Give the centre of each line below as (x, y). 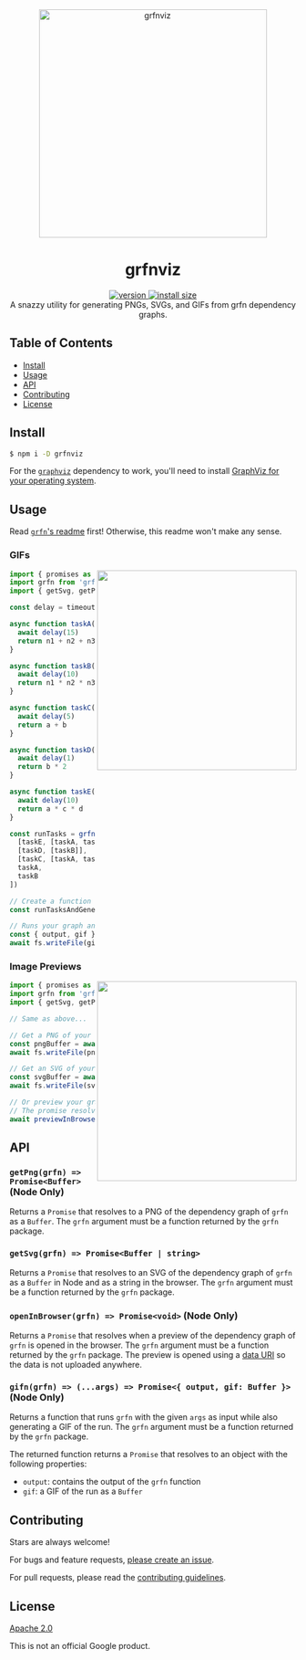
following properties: (48, 1464)
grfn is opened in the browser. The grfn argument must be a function (139, 1345)
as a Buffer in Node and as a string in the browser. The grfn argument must (151, 1282)
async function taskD (51, 750)
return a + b (42, 725)
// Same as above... (49, 1019)
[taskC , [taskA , (48, 859)
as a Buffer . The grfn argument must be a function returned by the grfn (144, 1222)
